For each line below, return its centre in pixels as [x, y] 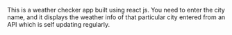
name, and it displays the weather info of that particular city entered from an [116, 17]
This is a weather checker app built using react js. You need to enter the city [116, 10]
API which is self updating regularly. [59, 24]
